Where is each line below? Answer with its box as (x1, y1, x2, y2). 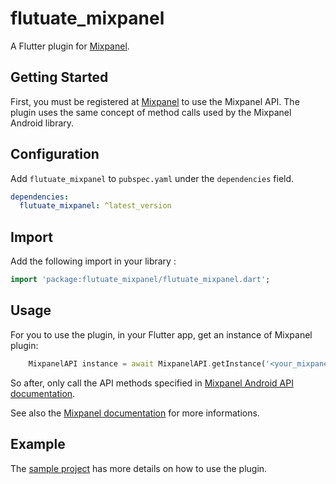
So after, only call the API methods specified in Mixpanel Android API (10, 377, 294, 389)
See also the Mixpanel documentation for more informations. (10, 407, 260, 419)
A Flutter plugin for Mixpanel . (10, 40, 130, 52)
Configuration (10, 146, 100, 163)
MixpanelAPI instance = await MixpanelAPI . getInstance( (28, 358, 267, 369)
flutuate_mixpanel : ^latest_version (19, 201, 172, 211)
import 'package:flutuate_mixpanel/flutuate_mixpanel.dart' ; (10, 275, 271, 285)
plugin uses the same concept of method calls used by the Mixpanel (10, 106, 292, 118)
